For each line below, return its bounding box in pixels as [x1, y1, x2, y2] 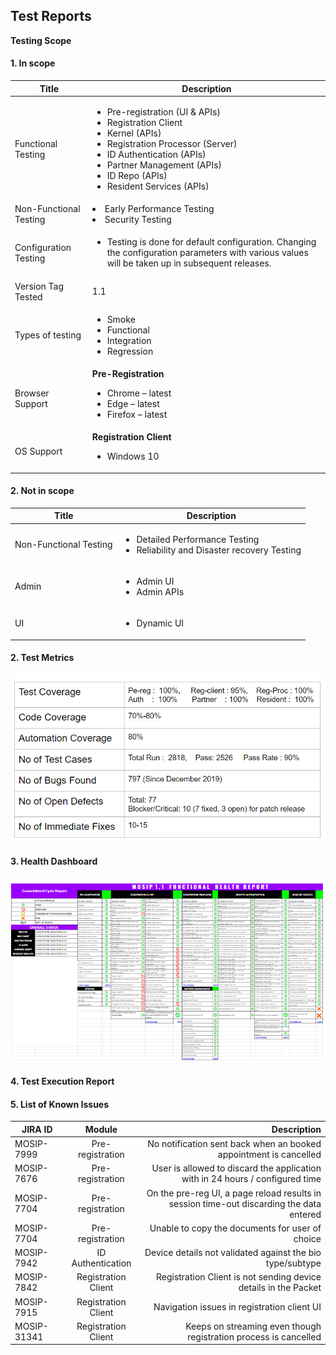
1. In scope [10, 57, 56, 69]
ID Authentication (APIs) [106, 148, 207, 160]
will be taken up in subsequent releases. [106, 257, 272, 269]
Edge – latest [106, 398, 160, 410]
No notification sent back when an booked [147, 1138, 322, 1150]
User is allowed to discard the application [151, 1162, 322, 1174]
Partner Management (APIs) [106, 159, 223, 171]
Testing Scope [10, 34, 72, 46]
